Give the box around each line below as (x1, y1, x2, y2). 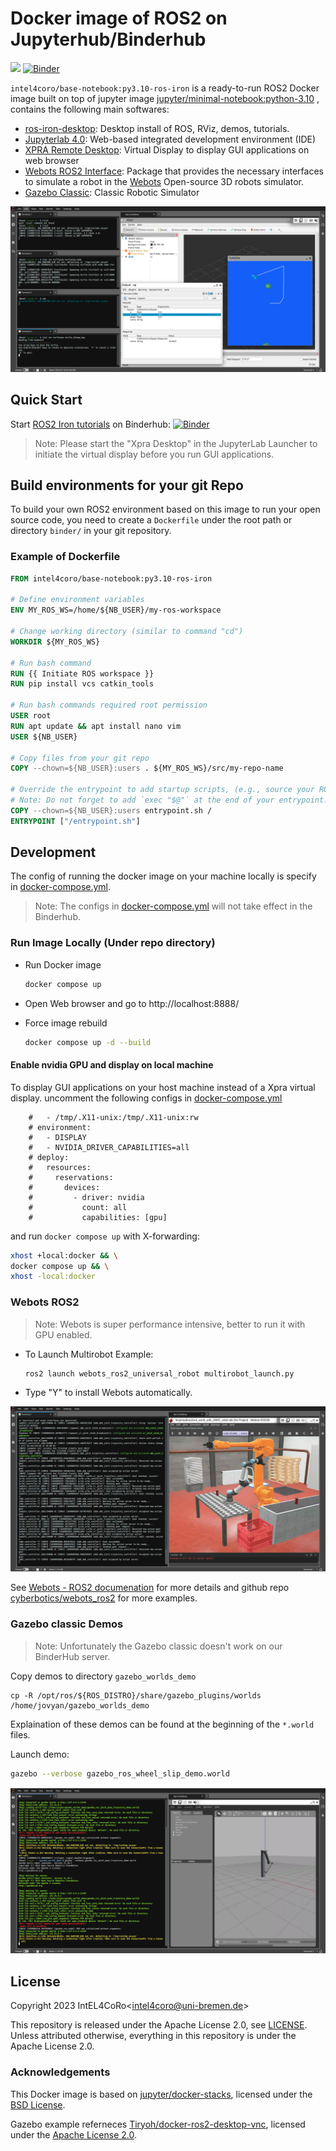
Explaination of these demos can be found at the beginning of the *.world (10, 1718, 315, 1730)
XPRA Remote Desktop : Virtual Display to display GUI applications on (24, 143, 310, 156)
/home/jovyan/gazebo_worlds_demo (10, 1700, 150, 1711)
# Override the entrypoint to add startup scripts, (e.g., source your (10, 785, 315, 795)
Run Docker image (24, 958, 102, 971)
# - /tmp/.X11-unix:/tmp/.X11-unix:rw (28, 1112, 199, 1122)
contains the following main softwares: (10, 103, 170, 115)
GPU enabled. (34, 1328, 93, 1341)
